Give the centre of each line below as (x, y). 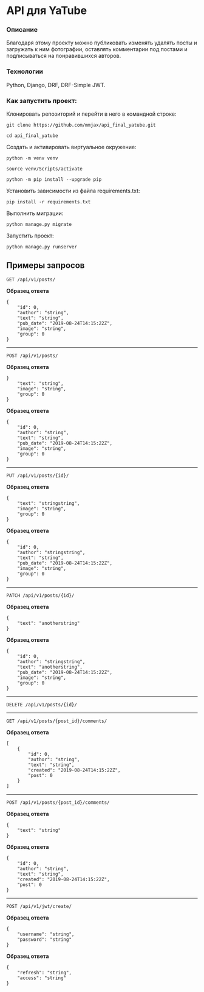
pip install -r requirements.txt (49, 202)
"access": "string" (42, 978)
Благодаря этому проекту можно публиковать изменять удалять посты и (102, 43)
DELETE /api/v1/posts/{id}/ (42, 705)
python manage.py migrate (39, 225)
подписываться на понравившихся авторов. (64, 56)
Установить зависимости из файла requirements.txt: (73, 191)
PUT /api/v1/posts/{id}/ (38, 476)
